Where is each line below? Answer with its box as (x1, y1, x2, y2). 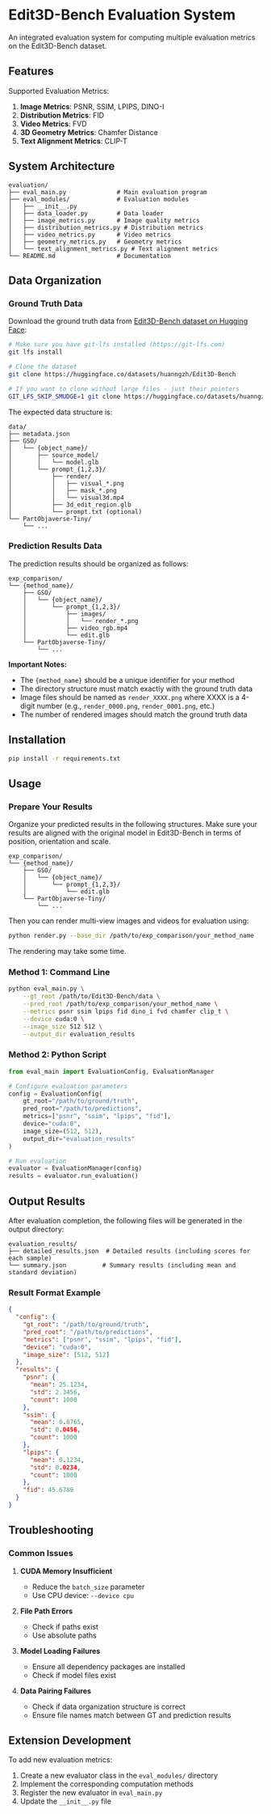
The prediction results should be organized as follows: (8, 558, 189, 568)
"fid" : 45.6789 (23, 1486, 74, 1494)
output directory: (8, 1224, 65, 1234)
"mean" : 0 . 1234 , (29, 1456, 85, 1464)
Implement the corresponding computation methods (19, 1779, 194, 1789)
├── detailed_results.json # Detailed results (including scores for (8, 1247, 251, 1255)
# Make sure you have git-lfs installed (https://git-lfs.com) (8, 341, 226, 349)
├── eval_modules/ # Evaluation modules (8, 195, 190, 203)
